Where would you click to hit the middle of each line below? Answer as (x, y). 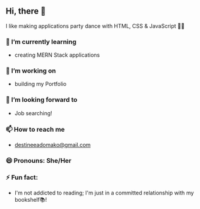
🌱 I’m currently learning (41, 41)
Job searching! (33, 113)
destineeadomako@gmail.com (53, 145)
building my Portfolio (40, 84)
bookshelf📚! (30, 200)
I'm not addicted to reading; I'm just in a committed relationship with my (104, 193)
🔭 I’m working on (31, 71)
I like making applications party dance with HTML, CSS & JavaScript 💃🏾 (95, 26)
